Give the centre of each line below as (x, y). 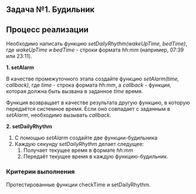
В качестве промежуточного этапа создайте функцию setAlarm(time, (93, 79)
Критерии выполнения (40, 172)
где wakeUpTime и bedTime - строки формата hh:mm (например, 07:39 (95, 50)
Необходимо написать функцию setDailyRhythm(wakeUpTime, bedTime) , (97, 44)
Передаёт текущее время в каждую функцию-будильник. (96, 156)
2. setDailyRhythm (29, 127)
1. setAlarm (20, 67)
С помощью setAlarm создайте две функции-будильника (86, 138)
